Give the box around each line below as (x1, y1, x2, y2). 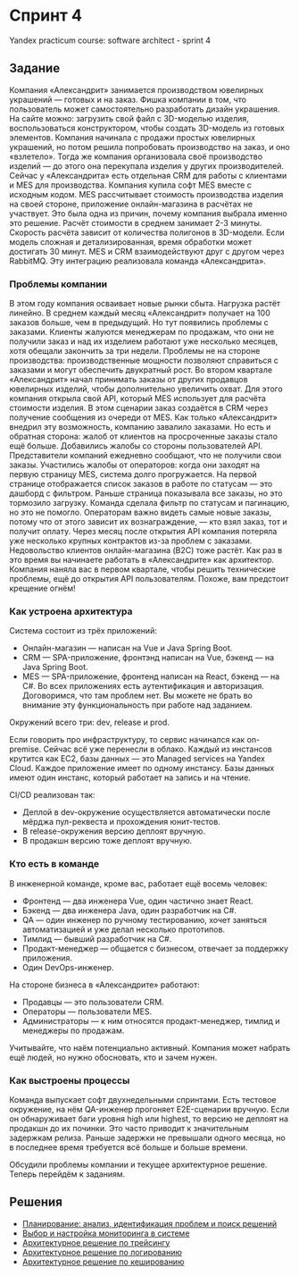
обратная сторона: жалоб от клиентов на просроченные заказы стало (9, 431, 278, 442)
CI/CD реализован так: (9, 790, 96, 801)
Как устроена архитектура (9, 605, 133, 617)
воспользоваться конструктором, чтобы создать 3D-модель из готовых (9, 122, 286, 133)
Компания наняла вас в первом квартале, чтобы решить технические (9, 564, 277, 575)
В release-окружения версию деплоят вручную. (21, 826, 206, 836)
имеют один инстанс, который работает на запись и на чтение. (9, 772, 252, 783)
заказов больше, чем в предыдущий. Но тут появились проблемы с (9, 317, 270, 328)
